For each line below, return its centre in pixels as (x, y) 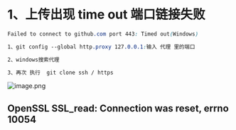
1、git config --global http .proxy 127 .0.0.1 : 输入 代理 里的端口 (101, 47)
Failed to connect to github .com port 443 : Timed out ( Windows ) (103, 34)
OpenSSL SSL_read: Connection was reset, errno (118, 108)
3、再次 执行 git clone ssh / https (60, 72)
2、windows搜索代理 (33, 60)
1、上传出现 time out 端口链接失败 (106, 15)
